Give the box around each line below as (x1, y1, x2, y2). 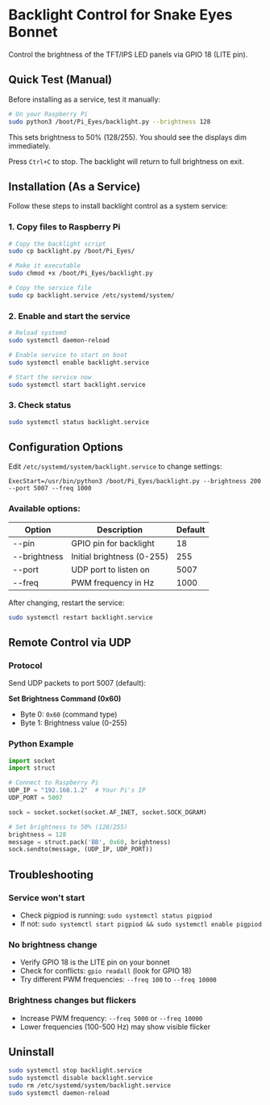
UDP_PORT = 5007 (8, 794, 63, 802)
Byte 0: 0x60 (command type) (19, 709, 118, 720)
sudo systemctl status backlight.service (8, 418, 150, 426)
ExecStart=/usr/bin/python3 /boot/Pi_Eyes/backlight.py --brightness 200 (8, 477, 262, 485)
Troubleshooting (8, 868, 94, 881)
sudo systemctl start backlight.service (8, 380, 147, 389)
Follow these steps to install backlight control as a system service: (8, 201, 228, 211)
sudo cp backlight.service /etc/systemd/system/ (8, 291, 175, 300)
